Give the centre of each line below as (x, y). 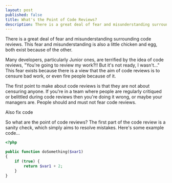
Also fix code (19, 112)
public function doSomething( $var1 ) (44, 152)
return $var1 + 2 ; (43, 166)
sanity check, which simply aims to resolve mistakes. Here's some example (85, 128)
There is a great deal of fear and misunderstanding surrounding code (78, 39)
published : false (24, 15)
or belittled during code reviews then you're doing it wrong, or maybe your (84, 97)
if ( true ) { (27, 161)
